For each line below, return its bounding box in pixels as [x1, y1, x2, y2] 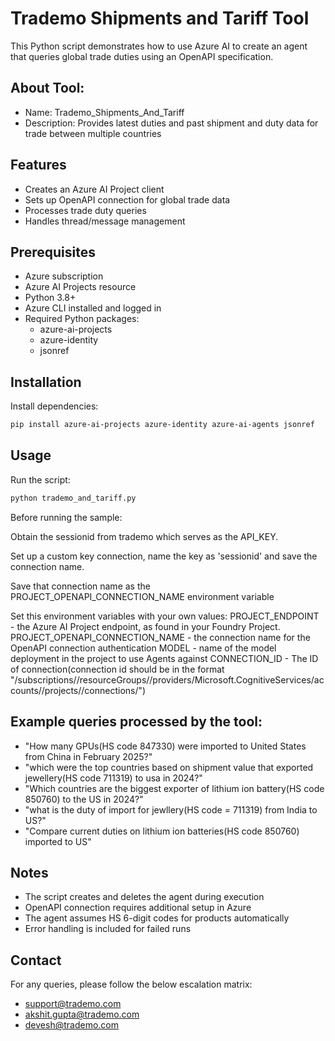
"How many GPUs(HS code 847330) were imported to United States [24, 740, 307, 752]
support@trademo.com [24, 998, 122, 1010]
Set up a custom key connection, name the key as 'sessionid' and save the [10, 550, 318, 562]
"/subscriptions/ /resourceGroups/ [10, 673, 150, 686]
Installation [10, 373, 82, 391]
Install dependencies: [10, 400, 99, 412]
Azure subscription [24, 270, 104, 282]
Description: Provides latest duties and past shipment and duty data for [24, 117, 319, 129]
